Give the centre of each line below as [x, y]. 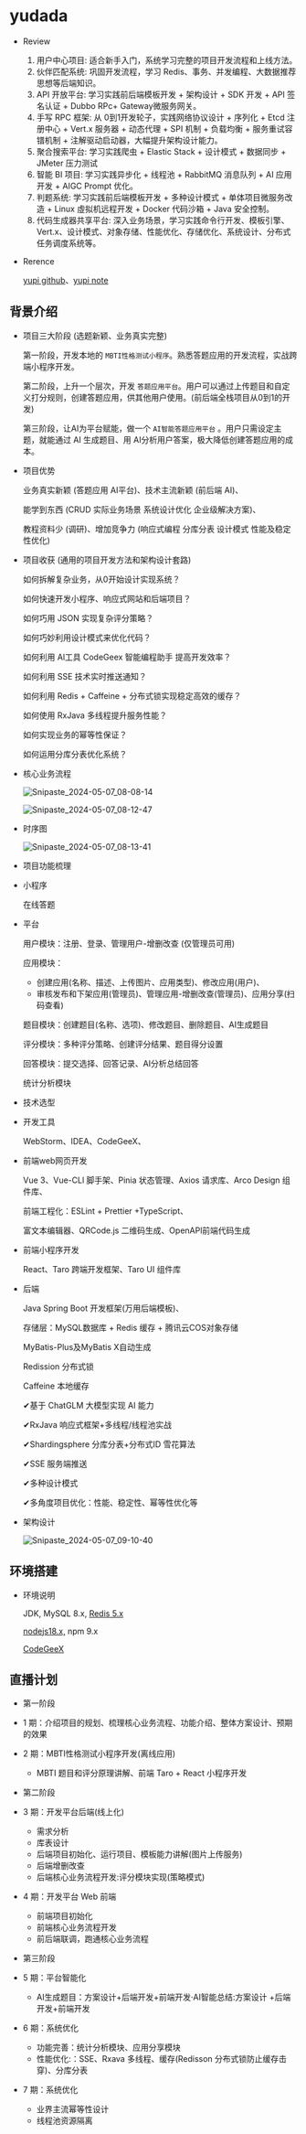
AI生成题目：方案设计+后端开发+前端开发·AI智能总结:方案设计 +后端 [164, 1997]
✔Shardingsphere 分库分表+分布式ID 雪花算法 [109, 1444]
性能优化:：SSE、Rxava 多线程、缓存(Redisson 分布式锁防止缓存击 [162, 2059]
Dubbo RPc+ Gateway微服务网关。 [136, 105]
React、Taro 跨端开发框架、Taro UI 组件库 [101, 1269]
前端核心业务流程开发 [76, 1927]
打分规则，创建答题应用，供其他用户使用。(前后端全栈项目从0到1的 [157, 397]
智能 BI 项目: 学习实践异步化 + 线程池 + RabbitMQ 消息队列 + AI [155, 174]
